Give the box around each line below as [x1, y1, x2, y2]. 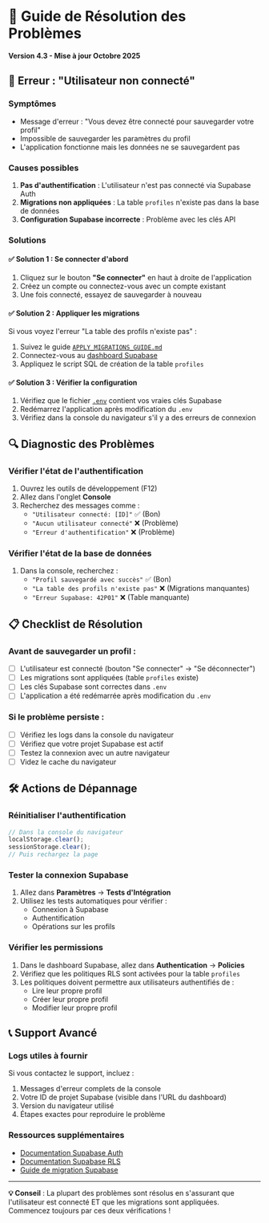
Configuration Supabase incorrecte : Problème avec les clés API [19, 214, 236, 224]
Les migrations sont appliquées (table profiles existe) [19, 673, 199, 683]
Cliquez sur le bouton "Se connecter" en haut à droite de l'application [19, 273, 252, 283]
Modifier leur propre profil [31, 1003, 118, 1013]
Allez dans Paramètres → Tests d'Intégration [19, 887, 171, 898]
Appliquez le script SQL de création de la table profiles [19, 359, 204, 369]
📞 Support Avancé [8, 1026, 98, 1040]
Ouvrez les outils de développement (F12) [19, 483, 158, 493]
